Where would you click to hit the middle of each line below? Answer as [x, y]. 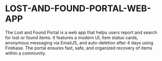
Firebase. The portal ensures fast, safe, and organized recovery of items [79, 48]
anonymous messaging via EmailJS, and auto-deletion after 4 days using [79, 42]
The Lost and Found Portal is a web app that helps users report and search [81, 32]
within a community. [26, 53]
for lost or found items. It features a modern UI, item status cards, [72, 38]
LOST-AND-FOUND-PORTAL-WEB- [78, 9]
